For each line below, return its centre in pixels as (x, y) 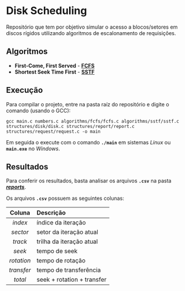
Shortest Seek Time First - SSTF (54, 72)
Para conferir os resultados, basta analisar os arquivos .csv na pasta (89, 181)
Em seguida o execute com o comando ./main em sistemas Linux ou (88, 142)
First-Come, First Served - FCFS (54, 65)
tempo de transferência (69, 270)
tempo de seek (57, 251)
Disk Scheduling (47, 11)
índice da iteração (61, 223)
